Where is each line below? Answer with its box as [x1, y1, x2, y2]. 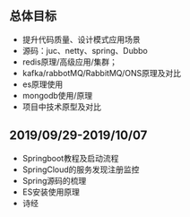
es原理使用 [22, 79, 64, 90]
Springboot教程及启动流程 [22, 152, 119, 163]
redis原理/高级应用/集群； [22, 56, 118, 67]
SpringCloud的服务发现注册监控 [22, 164, 140, 175]
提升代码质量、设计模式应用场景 [22, 34, 141, 45]
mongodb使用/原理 [22, 90, 92, 100]
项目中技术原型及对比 [22, 101, 101, 112]
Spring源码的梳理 [22, 175, 87, 186]
